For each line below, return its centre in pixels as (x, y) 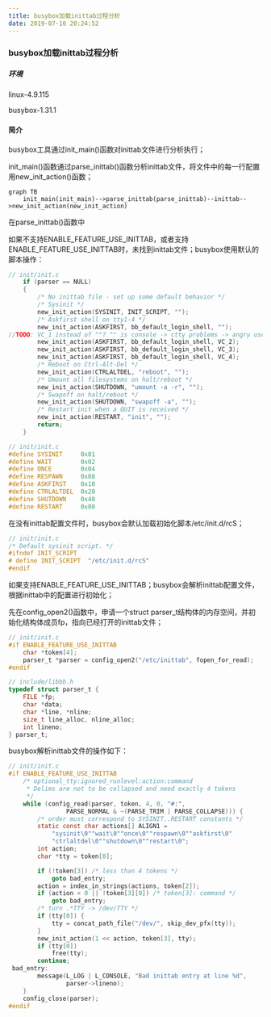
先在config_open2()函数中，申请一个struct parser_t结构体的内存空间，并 (129, 612)
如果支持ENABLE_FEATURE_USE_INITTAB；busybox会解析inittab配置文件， (134, 585)
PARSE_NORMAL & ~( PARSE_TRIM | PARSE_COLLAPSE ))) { (154, 811)
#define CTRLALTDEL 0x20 (52, 492)
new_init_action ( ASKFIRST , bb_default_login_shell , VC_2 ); (139, 342)
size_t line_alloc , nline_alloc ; (79, 719)
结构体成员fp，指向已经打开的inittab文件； (93, 622)
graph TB (23, 192)
